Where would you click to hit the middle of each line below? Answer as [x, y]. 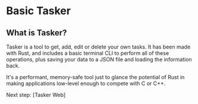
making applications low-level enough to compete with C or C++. [86, 83]
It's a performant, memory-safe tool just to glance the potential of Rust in [95, 77]
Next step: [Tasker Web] [36, 95]
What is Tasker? [37, 33]
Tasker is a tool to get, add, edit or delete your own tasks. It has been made [98, 47]
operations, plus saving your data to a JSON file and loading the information [99, 59]
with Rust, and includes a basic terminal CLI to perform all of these [88, 53]
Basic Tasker [39, 11]
